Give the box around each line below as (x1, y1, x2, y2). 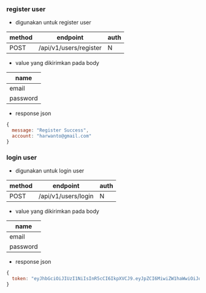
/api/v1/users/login (38, 192, 94, 201)
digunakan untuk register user (15, 19, 92, 26)
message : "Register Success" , (12, 127, 89, 133)
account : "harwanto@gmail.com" (12, 133, 92, 139)
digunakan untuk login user (15, 167, 85, 174)
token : (12, 275, 29, 281)
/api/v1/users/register (38, 43, 102, 52)
